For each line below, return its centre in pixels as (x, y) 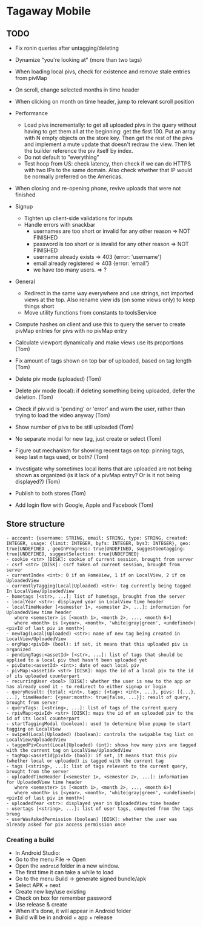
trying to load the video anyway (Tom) (62, 415)
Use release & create (41, 905)
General (25, 281)
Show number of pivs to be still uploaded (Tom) (75, 427)
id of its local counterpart (43, 718)
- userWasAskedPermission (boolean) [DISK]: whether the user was (92, 819)
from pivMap (31, 78)
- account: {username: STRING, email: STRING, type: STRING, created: (97, 538)
